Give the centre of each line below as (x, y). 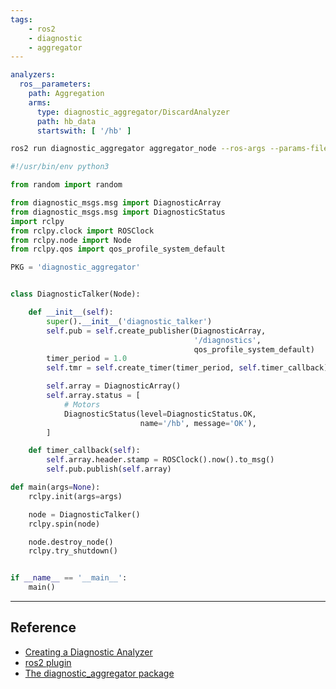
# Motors (82, 404)
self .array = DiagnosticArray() (114, 386)
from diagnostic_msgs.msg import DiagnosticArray (116, 203)
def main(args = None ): (55, 487)
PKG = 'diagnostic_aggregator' (75, 267)
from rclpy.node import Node (71, 240)
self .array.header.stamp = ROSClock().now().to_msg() (160, 460)
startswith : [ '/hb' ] (84, 131)
